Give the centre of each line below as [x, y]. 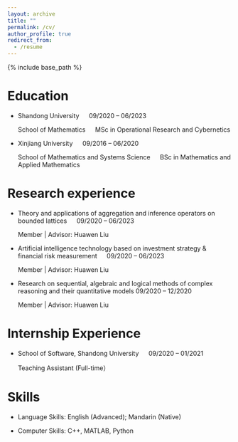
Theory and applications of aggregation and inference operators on [116, 213]
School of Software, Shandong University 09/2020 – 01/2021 [110, 353]
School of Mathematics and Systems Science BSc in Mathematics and [124, 157]
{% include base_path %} [45, 67]
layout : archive [31, 14]
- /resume [28, 47]
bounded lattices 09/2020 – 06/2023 [76, 221]
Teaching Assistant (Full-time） [64, 368]
